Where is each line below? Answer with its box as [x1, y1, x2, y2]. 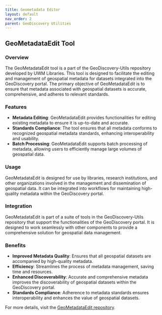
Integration [5, 203, 32, 210]
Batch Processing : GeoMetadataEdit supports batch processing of [12, 141, 148, 147]
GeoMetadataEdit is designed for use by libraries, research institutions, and [5, 175, 158, 181]
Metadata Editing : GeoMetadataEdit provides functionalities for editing [12, 115, 156, 121]
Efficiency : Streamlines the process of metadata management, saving [12, 264, 154, 270]
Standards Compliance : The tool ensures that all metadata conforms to [12, 125, 157, 131]
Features [5, 103, 27, 110]
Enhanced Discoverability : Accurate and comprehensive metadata [12, 274, 148, 280]
